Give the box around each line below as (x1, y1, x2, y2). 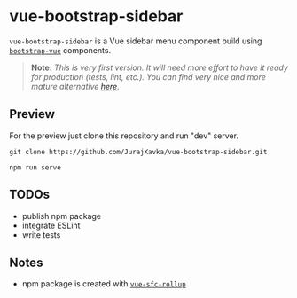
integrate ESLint (21, 220, 81, 231)
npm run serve (9, 162, 62, 172)
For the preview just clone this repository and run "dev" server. (9, 130, 239, 141)
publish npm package (21, 210, 102, 221)
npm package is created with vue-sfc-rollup (21, 278, 186, 289)
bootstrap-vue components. (9, 44, 112, 55)
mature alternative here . (30, 81, 120, 91)
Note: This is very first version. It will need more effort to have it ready (30, 62, 288, 73)
